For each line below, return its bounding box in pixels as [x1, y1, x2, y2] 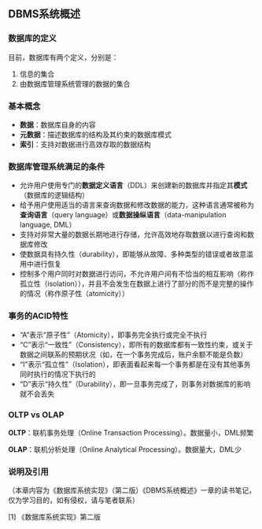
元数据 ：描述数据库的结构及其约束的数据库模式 [19, 129, 172, 139]
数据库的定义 [8, 33, 57, 44]
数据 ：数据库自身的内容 [19, 120, 96, 129]
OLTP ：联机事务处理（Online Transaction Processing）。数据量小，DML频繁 [8, 427, 254, 437]
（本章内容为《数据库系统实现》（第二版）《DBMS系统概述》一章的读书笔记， [8, 486, 256, 495]
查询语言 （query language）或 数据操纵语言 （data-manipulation [19, 210, 227, 220]
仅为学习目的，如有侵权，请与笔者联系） [8, 495, 139, 505]
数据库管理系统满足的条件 [8, 161, 105, 172]
